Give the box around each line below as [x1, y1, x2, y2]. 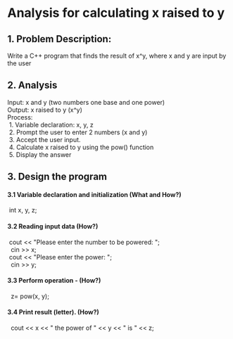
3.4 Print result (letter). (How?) [7, 308, 100, 316]
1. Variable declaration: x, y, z [8, 120, 94, 129]
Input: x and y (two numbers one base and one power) [7, 98, 165, 106]
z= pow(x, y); [10, 292, 49, 300]
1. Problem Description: [7, 33, 112, 45]
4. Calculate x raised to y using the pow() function [8, 143, 154, 151]
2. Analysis [7, 79, 58, 91]
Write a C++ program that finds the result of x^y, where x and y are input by [7, 51, 227, 60]
